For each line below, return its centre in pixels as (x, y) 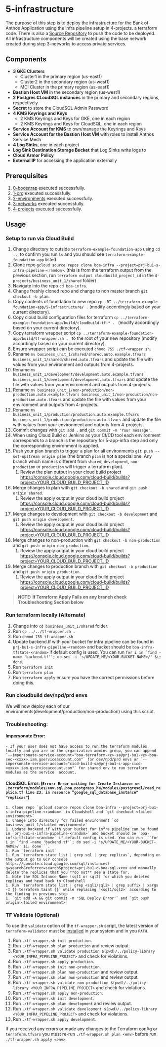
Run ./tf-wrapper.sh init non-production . (57, 967)
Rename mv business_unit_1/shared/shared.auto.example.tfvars (79, 354)
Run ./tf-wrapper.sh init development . (53, 998)
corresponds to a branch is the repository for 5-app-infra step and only (85, 441)
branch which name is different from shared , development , (71, 462)
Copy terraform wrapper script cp (47, 333)
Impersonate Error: (26, 736)
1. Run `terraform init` (31, 851)
